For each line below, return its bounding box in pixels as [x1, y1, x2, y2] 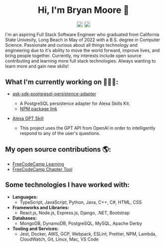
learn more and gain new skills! [5, 63, 69, 69]
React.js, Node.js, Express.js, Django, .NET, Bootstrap [19, 210, 130, 216]
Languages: [12, 194, 38, 200]
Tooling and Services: [12, 226, 59, 232]
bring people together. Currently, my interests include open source [5, 53, 142, 59]
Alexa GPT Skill [12, 115, 44, 121]
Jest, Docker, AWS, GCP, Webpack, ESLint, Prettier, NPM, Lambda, [19, 231, 157, 237]
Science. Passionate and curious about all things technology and [5, 42, 138, 48]
